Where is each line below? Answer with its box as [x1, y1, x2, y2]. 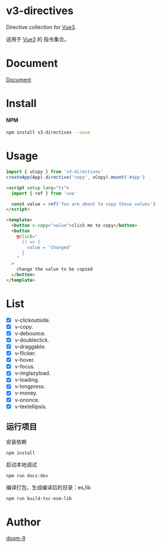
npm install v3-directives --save [6, 129, 91, 136]
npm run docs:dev [6, 473, 49, 479]
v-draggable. [14, 343, 46, 351]
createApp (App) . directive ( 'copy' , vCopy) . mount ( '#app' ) [6, 174, 145, 180]
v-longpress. [14, 383, 46, 390]
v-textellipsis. [14, 403, 47, 410]
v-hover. [14, 356, 35, 363]
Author [6, 515, 41, 529]
